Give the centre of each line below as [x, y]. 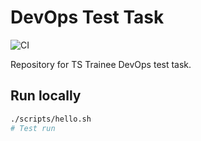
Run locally [46, 96]
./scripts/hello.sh [51, 119]
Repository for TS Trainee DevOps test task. [101, 64]
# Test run [33, 128]
